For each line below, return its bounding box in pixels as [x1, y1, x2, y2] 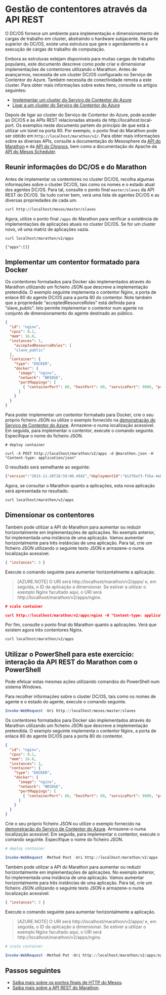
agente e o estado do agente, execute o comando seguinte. [5, 699, 127, 705]
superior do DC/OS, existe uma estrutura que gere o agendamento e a [5, 41, 148, 47]
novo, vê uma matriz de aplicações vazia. [5, 226, 90, 232]
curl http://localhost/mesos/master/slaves [5, 207, 96, 211]
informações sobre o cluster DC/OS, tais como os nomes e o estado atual [5, 181, 155, 187]
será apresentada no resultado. [5, 488, 69, 494]
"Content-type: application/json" [5, 456, 77, 461]
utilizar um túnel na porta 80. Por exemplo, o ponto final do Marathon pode [5, 127, 157, 133]
